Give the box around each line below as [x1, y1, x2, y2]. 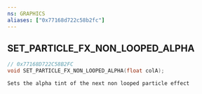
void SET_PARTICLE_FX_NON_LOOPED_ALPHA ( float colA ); [7, 68, 165, 75]
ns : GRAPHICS [7, 10, 46, 17]
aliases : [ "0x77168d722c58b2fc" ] [7, 17, 105, 24]
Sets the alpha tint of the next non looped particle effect [7, 80, 190, 87]
